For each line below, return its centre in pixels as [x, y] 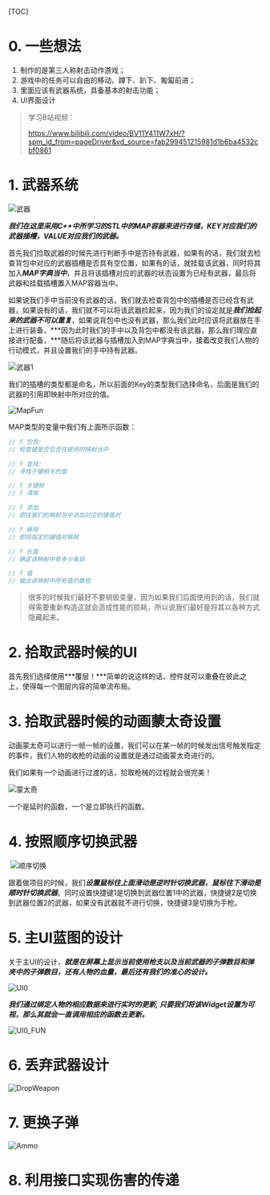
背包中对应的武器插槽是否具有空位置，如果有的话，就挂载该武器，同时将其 [138, 263]
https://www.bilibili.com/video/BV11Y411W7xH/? [107, 133]
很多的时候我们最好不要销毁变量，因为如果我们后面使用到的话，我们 [140, 597]
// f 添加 [23, 508]
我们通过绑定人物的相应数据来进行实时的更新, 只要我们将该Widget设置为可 [131, 1004]
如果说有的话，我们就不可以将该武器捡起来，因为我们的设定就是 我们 [134, 310]
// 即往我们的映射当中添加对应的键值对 [64, 515]
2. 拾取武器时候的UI [73, 653]
